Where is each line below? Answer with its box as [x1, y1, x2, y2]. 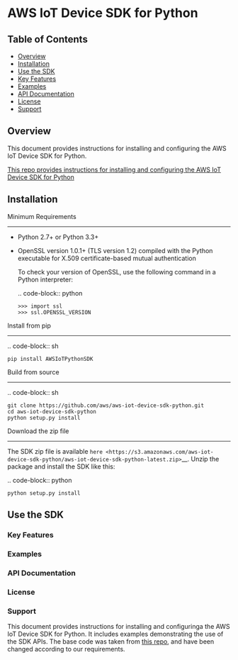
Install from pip [7, 321, 51, 330]
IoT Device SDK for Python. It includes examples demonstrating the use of [7, 630, 224, 638]
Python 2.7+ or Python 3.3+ [17, 233, 99, 241]
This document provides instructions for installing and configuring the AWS [7, 144, 227, 152]
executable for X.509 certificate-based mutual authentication [17, 254, 196, 262]
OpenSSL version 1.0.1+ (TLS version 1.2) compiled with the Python [17, 246, 213, 255]
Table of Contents [7, 33, 89, 45]
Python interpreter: [17, 275, 73, 284]
